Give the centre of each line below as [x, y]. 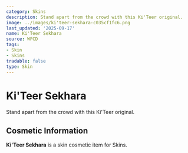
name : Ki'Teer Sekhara [34, 34]
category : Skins [26, 12]
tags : [13, 45]
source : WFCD [22, 39]
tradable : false [26, 61]
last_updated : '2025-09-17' [41, 28]
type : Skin [19, 66]
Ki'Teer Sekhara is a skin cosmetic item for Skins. [67, 145]
